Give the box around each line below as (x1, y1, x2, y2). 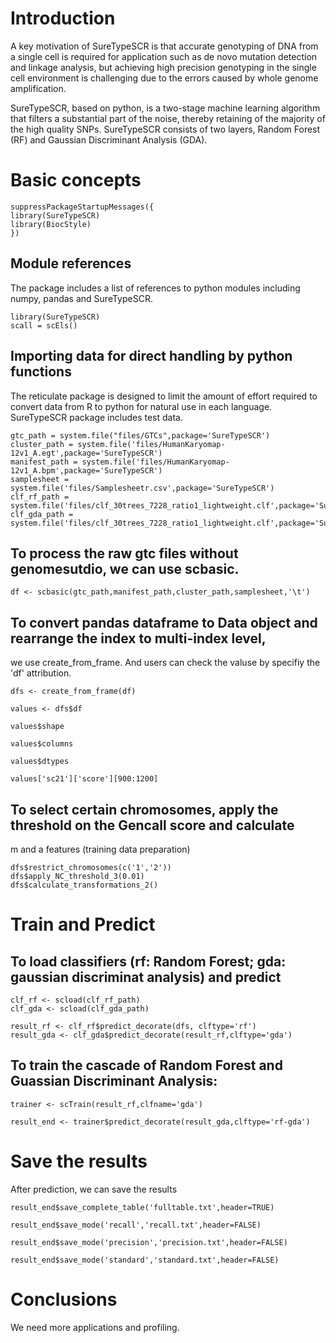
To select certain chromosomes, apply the (10, 801, 279, 818)
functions (10, 363, 72, 381)
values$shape (10, 722, 65, 732)
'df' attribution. (10, 667, 72, 679)
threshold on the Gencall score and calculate (10, 817, 295, 834)
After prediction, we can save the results (10, 1183, 178, 1195)
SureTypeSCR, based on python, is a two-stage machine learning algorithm (10, 102, 321, 114)
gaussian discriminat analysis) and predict (10, 968, 282, 986)
